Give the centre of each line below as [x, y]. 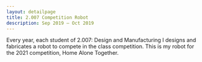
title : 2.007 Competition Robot [47, 17]
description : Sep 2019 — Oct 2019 [50, 23]
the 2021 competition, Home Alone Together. [63, 53]
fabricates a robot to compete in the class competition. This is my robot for [100, 46]
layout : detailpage [31, 12]
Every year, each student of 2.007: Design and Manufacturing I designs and [101, 40]
